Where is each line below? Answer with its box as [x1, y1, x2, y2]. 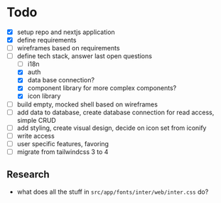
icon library [27, 92, 61, 100]
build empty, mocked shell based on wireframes [16, 100, 158, 109]
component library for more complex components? [27, 84, 177, 92]
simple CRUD [16, 116, 56, 124]
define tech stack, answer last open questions [16, 52, 152, 60]
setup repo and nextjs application [16, 28, 115, 36]
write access [16, 131, 55, 140]
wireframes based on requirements [16, 44, 120, 53]
